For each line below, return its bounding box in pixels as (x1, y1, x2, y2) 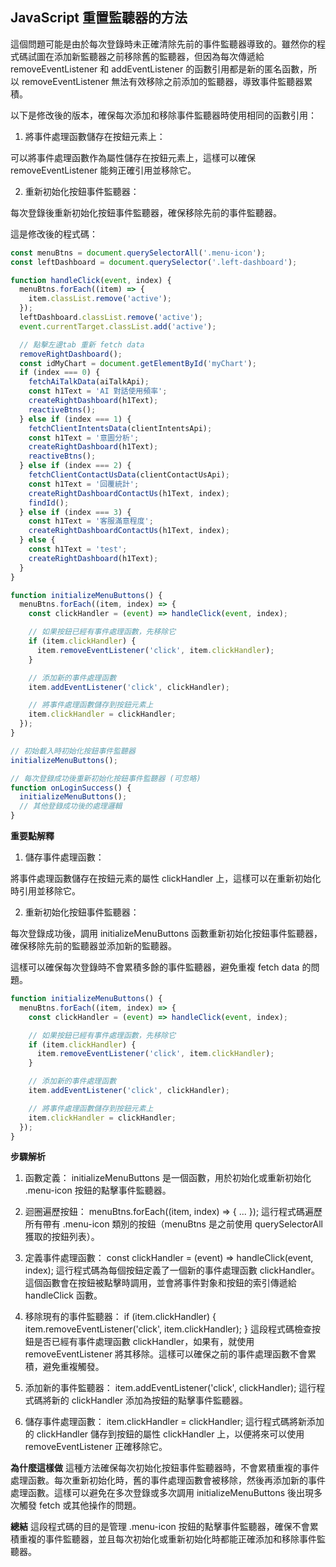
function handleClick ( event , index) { (10, 275, 172, 285)
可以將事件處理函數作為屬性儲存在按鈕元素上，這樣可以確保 (10, 151, 256, 163)
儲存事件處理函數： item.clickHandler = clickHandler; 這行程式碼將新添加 (24, 1416, 325, 1428)
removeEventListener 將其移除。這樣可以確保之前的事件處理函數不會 (24, 1348, 308, 1360)
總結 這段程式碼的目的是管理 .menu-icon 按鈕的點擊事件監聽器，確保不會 (10, 1521, 310, 1533)
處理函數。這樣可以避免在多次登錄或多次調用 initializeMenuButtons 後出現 (10, 1487, 315, 1499)
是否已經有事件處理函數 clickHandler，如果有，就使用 (33, 1336, 255, 1348)
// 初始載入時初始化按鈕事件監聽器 (10, 746, 136, 756)
